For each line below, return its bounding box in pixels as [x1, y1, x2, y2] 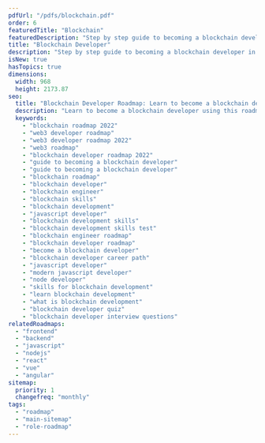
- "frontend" [15, 327, 58, 336]
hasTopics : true [8, 63, 62, 71]
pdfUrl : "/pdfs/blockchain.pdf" [8, 11, 114, 20]
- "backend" [15, 335, 55, 343]
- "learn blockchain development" [22, 291, 136, 298]
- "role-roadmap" [15, 422, 73, 430]
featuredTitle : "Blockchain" [8, 26, 104, 34]
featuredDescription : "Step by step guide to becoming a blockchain [8, 33, 238, 42]
